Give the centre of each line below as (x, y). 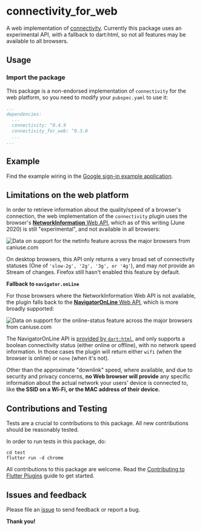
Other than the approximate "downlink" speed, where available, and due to (99, 370)
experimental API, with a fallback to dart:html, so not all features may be (96, 34)
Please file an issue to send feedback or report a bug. (73, 509)
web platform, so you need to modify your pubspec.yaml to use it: (87, 97)
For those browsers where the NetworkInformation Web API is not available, (101, 296)
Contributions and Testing (57, 408)
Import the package (36, 77)
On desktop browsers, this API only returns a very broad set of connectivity (101, 259)
